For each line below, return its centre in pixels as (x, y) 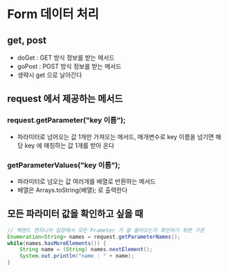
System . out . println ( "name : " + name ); (77, 256)
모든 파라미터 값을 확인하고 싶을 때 (75, 214)
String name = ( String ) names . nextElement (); (86, 250)
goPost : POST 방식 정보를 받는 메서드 (69, 66)
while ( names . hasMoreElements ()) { (57, 243)
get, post (27, 40)
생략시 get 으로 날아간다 (49, 75)
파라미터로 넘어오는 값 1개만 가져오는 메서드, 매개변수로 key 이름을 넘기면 (115, 136)
